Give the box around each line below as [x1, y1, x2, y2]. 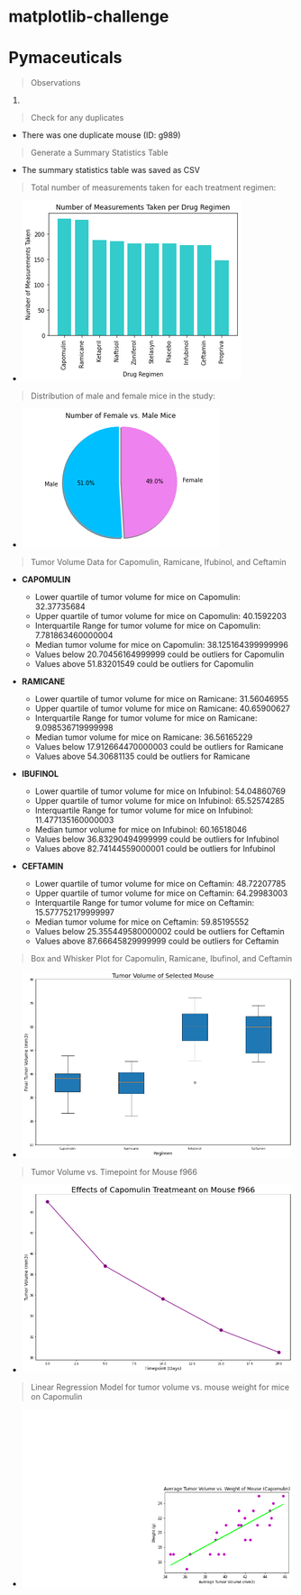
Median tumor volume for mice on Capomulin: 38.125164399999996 [34, 640, 289, 651]
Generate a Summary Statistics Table [30, 147, 169, 159]
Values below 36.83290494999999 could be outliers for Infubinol [34, 834, 279, 844]
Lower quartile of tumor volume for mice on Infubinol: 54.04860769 [34, 786, 286, 797]
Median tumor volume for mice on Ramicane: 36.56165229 [34, 732, 253, 743]
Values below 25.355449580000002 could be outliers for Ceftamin [34, 926, 285, 937]
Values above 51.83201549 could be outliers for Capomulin [34, 659, 254, 670]
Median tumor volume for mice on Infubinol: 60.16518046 [34, 825, 247, 835]
